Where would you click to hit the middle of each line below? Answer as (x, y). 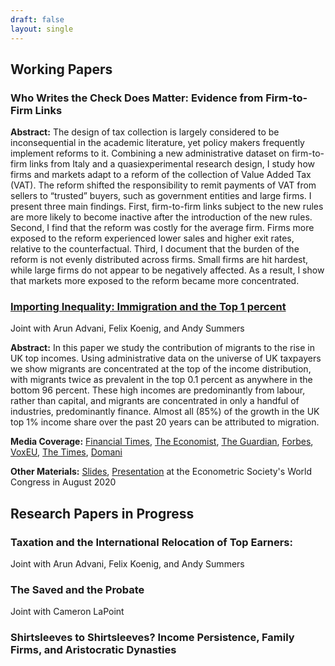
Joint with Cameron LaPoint (67, 612)
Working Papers (61, 69)
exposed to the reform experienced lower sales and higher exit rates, (152, 238)
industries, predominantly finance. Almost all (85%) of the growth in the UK (165, 412)
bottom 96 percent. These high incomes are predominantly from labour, (158, 390)
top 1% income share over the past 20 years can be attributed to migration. (165, 422)
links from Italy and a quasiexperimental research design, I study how (172, 164)
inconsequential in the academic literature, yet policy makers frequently (157, 143)
